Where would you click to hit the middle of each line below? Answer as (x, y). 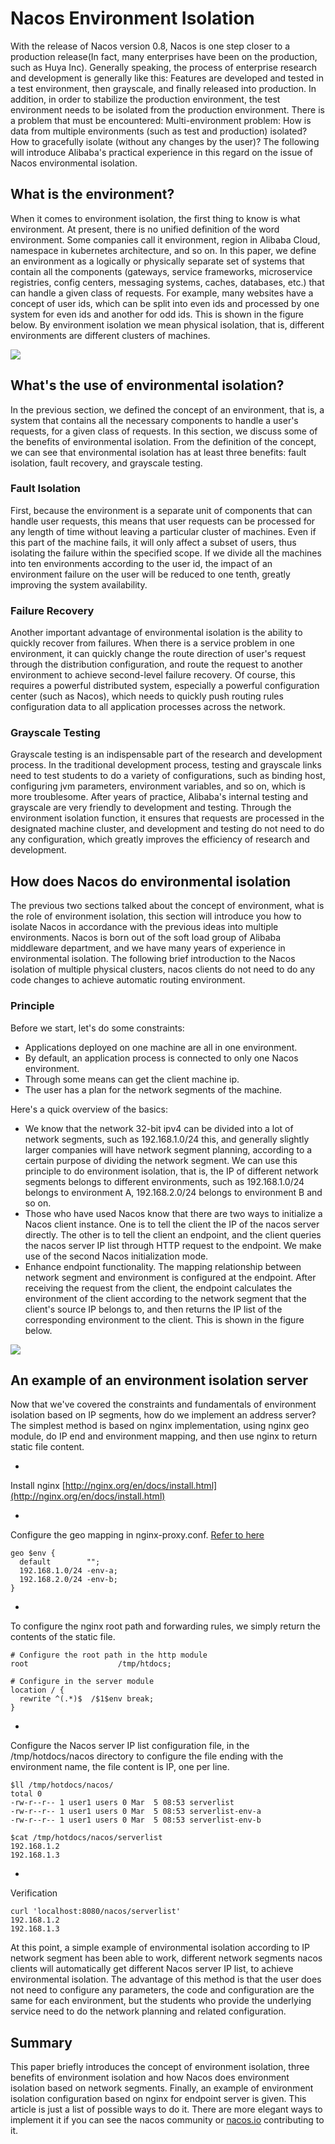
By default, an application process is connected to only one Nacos (161, 1058)
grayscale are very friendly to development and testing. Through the (151, 808)
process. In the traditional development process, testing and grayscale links (166, 765)
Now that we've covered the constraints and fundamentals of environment (163, 1404)
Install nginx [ (38, 1486)
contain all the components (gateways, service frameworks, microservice (161, 271)
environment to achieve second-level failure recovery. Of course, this (153, 675)
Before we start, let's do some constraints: (97, 1028)
